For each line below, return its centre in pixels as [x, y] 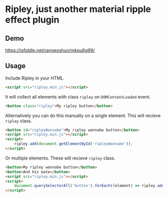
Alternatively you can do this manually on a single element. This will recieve [83, 115]
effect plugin [32, 20]
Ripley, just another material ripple [78, 9]
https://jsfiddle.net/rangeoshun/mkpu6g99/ [50, 50]
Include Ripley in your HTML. [35, 78]
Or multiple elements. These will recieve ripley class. [60, 158]
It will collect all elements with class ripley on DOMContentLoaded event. [78, 96]
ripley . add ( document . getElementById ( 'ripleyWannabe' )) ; [74, 144]
